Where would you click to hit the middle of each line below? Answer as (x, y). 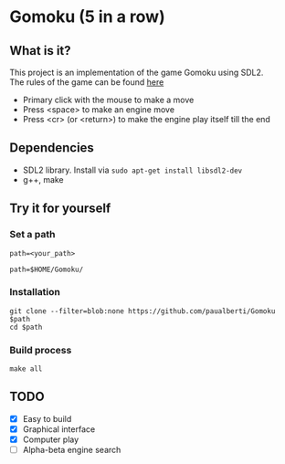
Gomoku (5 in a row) (88, 17)
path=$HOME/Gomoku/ (47, 269)
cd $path (26, 327)
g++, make (43, 179)
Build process (41, 350)
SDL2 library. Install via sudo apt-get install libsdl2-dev (132, 170)
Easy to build (47, 418)
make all (26, 369)
